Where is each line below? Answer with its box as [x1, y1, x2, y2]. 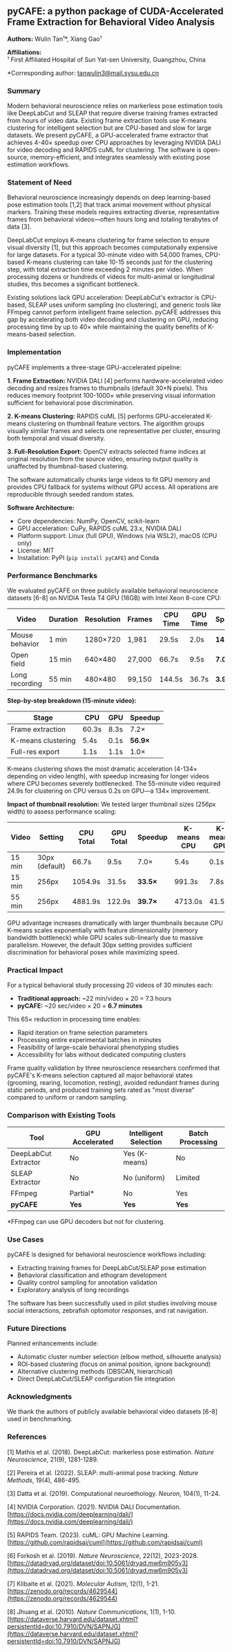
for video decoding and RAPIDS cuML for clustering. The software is [7, 146, 202, 154]
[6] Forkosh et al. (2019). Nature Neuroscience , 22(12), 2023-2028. [7, 1551, 199, 1559]
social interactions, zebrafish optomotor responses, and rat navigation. [7, 1306, 209, 1314]
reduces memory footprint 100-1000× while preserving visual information [7, 391, 216, 399]
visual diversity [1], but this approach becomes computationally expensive [7, 243, 218, 251]
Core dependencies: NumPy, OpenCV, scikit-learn [17, 517, 160, 525]
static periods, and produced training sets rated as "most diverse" [7, 1086, 195, 1094]
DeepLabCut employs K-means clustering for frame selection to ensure [7, 236, 210, 244]
